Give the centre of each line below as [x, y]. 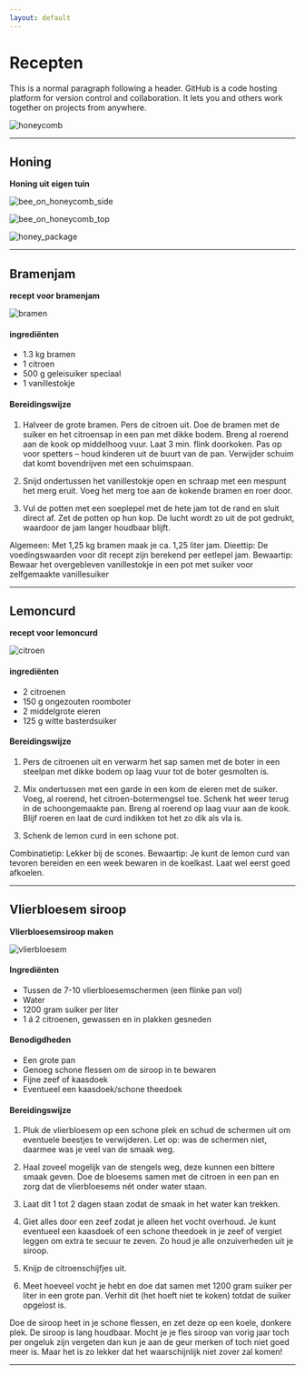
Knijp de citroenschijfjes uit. [74, 1269]
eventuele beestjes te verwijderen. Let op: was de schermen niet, [145, 1140]
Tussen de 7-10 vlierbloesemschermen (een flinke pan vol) [132, 990]
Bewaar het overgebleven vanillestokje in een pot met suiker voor [132, 564]
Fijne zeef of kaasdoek [65, 1079]
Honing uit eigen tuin [50, 184]
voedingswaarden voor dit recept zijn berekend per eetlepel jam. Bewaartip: [151, 555]
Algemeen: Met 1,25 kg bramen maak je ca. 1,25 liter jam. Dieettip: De [139, 545]
